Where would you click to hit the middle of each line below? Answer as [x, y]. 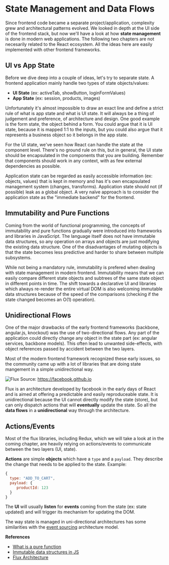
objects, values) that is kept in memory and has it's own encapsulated [78, 181]
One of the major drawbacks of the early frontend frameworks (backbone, [82, 327]
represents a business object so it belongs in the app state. [67, 135]
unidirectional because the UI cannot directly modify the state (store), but [81, 400]
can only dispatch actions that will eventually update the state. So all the [81, 405]
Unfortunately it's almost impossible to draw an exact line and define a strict [84, 108]
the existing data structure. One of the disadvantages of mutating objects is [84, 247]
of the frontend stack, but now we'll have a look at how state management [83, 33]
